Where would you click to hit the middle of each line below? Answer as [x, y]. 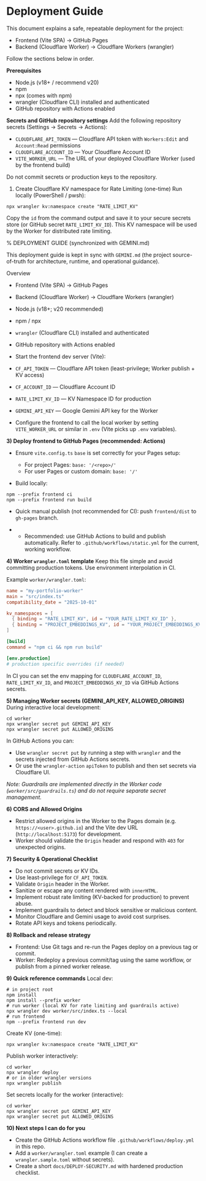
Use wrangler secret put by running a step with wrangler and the [98, 752]
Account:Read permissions [48, 145]
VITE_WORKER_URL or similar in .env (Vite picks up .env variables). [96, 429]
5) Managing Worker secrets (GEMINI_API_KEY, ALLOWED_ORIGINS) [96, 701]
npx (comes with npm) [44, 95]
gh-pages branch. [37, 518]
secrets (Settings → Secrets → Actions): [57, 127]
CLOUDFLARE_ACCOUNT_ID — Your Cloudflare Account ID [83, 152]
